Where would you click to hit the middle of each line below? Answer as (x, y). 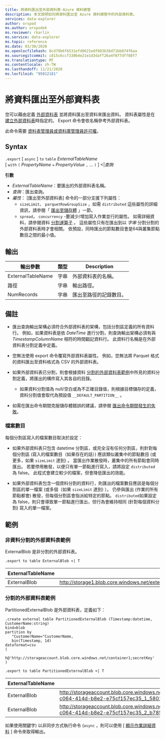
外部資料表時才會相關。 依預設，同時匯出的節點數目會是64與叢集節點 (90, 229)
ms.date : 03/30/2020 (26, 46)
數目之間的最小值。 (39, 235)
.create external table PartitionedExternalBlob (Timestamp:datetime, (79, 619)
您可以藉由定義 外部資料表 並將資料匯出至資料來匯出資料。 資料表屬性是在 (80, 114)
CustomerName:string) (27, 623)
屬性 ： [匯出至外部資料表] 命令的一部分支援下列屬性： (67, 198)
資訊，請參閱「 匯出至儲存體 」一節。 (57, 210)
